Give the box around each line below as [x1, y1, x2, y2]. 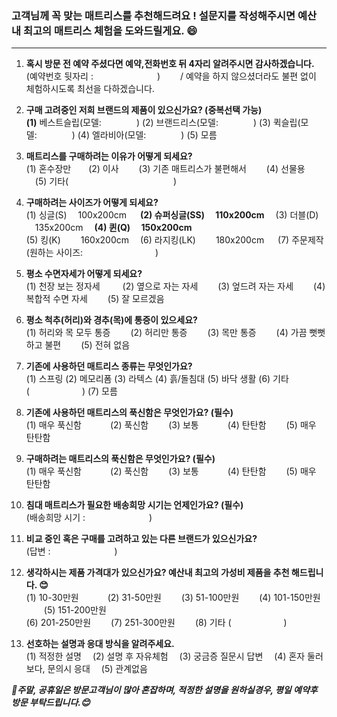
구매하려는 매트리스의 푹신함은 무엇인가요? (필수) [25, 453, 216, 465]
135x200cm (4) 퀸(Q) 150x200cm [34, 222, 193, 234]
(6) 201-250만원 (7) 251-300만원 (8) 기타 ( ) [25, 617, 288, 629]
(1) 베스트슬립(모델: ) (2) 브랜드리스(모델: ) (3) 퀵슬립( [25, 117, 301, 129]
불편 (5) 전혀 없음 [44, 339, 131, 351]
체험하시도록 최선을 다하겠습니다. [25, 83, 155, 95]
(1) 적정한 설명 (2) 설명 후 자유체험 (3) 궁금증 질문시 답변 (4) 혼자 [25, 650, 306, 662]
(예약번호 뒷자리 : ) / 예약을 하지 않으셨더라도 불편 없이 [25, 70, 317, 82]
